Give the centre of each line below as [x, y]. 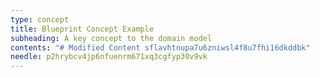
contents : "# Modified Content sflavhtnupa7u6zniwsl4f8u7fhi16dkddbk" [160, 47]
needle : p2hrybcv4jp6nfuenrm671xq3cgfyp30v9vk [109, 57]
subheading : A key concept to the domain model [111, 38]
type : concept [40, 19]
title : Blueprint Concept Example [82, 29]
